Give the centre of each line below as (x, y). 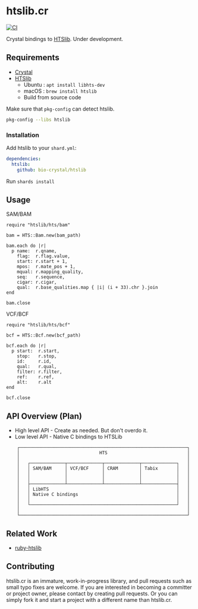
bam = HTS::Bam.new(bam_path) (44, 236)
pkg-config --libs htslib (38, 120)
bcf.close (18, 398)
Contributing (30, 566)
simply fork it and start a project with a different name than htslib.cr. (89, 599)
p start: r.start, (36, 351)
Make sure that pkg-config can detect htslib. (60, 109)
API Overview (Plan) (44, 416)
